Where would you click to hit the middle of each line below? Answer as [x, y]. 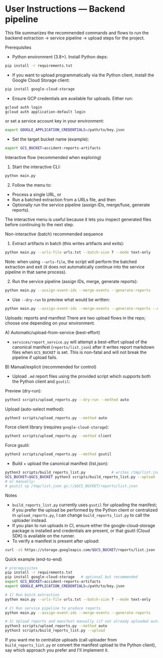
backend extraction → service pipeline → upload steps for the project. [75, 38]
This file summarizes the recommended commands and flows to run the [77, 33]
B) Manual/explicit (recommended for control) [51, 367]
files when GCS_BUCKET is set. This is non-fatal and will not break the [79, 352]
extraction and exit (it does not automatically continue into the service [75, 267]
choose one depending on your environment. [50, 323]
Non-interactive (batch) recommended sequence [54, 234]
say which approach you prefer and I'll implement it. [57, 650]
